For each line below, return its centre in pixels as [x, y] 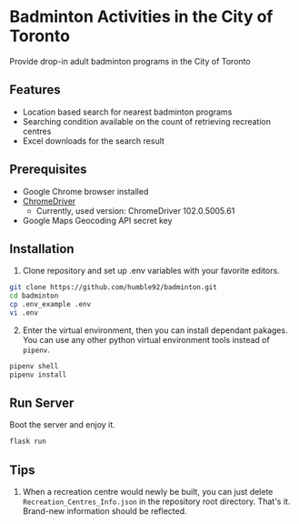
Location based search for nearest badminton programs [127, 112]
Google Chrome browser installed [85, 191]
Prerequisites [48, 170]
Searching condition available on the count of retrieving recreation [146, 121]
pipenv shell [34, 366]
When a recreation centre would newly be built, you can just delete [148, 492]
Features [35, 90]
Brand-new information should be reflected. [105, 511]
